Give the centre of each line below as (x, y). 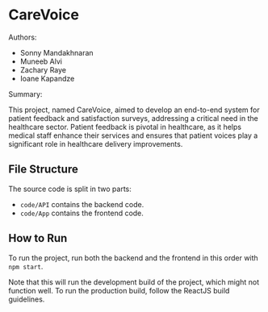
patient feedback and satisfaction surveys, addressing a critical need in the (133, 118)
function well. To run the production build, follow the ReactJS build (119, 290)
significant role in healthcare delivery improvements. (96, 144)
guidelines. (27, 299)
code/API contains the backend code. (82, 204)
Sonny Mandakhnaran (57, 52)
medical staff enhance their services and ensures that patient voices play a (133, 135)
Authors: (23, 37)
